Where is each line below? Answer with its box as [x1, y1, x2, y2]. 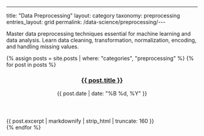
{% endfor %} [6, 124, 41, 131]
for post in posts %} [6, 61, 56, 68]
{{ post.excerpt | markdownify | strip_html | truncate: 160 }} [6, 117, 155, 125]
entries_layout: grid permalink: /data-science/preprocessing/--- [6, 19, 166, 25]
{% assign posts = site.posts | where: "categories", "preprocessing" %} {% [6, 55, 194, 62]
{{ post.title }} [81, 76, 123, 85]
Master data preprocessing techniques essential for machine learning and [6, 30, 191, 37]
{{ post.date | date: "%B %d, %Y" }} [56, 90, 148, 97]
